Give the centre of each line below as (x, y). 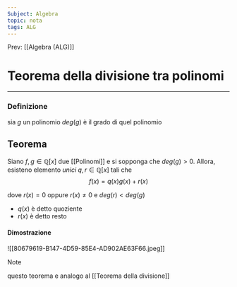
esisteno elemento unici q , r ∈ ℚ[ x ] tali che (70, 170)
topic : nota (25, 20)
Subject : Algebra (33, 14)
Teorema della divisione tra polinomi (116, 76)
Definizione (28, 107)
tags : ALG (22, 27)
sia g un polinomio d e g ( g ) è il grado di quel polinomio (85, 122)
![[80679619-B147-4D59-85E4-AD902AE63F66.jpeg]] (86, 248)
